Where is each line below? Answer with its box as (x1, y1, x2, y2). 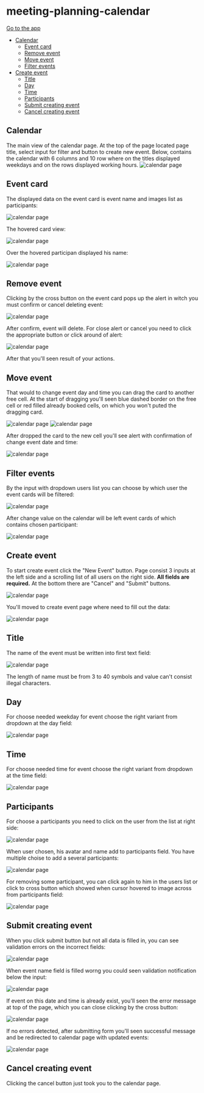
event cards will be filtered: (6, 491, 75, 498)
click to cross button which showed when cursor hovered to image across (6, 885, 192, 892)
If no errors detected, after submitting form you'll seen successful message (6, 1027, 196, 1034)
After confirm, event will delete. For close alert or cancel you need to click (6, 325, 192, 332)
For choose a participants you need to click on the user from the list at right (6, 817, 195, 825)
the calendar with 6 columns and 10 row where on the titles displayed (6, 155, 180, 162)
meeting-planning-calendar (6, 4, 150, 18)
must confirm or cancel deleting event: (6, 301, 104, 309)
